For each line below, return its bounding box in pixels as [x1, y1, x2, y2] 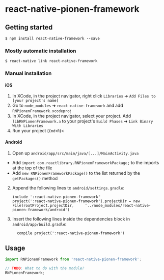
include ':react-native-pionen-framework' [12, 194, 101, 199]
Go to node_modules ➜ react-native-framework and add [12, 102, 123, 109]
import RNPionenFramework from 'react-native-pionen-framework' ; [5, 257, 141, 262]
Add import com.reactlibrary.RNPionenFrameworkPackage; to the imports [12, 159, 159, 165]
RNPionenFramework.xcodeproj [12, 109, 72, 114]
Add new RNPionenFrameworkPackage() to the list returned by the [12, 170, 140, 176]
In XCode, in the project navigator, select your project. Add [12, 113, 131, 119]
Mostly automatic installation [5, 47, 77, 54]
